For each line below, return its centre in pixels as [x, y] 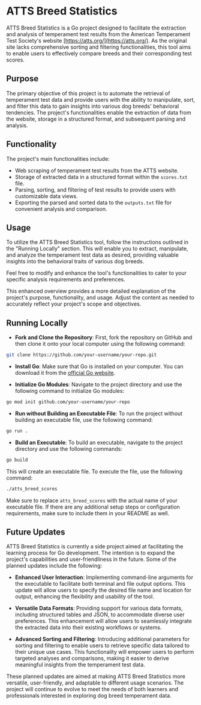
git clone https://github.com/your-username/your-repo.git [82, 355]
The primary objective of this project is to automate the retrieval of [88, 93]
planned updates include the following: [54, 566]
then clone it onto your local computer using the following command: [100, 344]
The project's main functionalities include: [58, 158]
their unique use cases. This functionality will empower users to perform [104, 652]
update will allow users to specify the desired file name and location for [103, 590]
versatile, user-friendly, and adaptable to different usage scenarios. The [95, 683]
